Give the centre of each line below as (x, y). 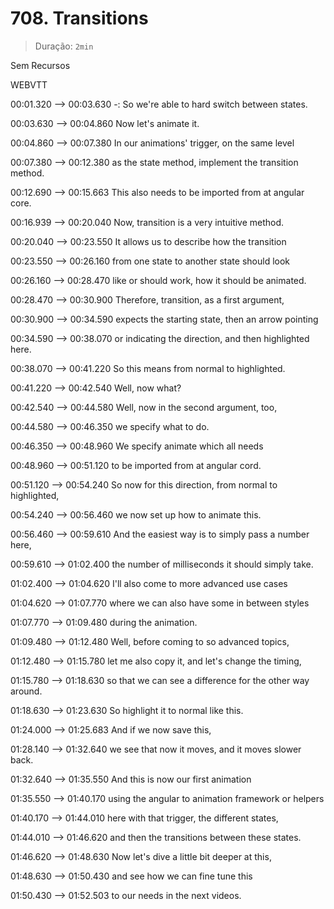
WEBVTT (29, 84)
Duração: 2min (64, 46)
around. (26, 691)
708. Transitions (79, 18)
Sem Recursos (40, 65)
